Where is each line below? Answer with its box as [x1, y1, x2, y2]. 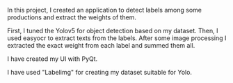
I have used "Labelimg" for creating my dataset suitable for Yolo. [7, 68, 193, 76]
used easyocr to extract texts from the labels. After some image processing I [7, 34, 227, 42]
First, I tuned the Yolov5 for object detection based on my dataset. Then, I [7, 27, 218, 35]
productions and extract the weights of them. [7, 13, 137, 21]
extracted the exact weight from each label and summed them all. [7, 41, 195, 49]
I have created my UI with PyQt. [7, 55, 98, 63]
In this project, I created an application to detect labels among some [7, 6, 202, 14]
